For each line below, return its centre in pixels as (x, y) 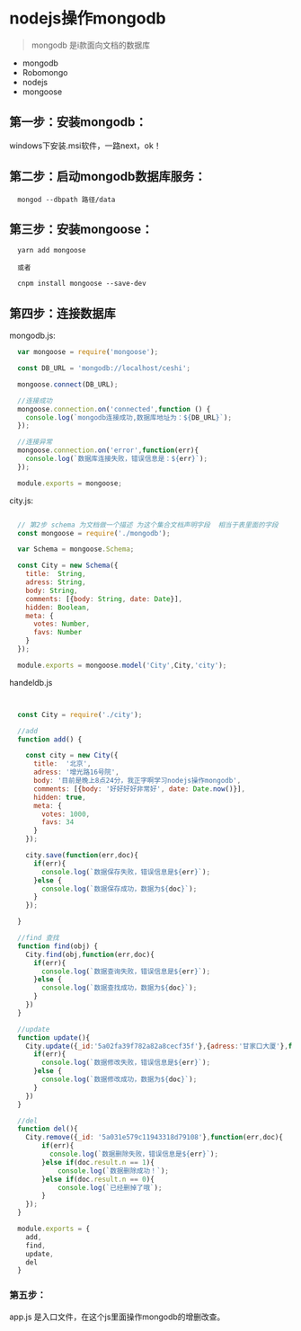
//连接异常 (35, 442)
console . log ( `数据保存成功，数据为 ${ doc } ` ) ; (120, 889)
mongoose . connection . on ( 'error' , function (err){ (108, 450)
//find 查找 (39, 938)
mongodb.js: (32, 336)
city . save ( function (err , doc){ (82, 856)
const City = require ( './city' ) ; (80, 714)
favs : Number (58, 633)
